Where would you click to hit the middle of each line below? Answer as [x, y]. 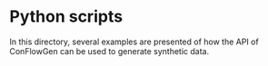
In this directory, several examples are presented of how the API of [134, 42]
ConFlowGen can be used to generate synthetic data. [109, 51]
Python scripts [66, 17]
